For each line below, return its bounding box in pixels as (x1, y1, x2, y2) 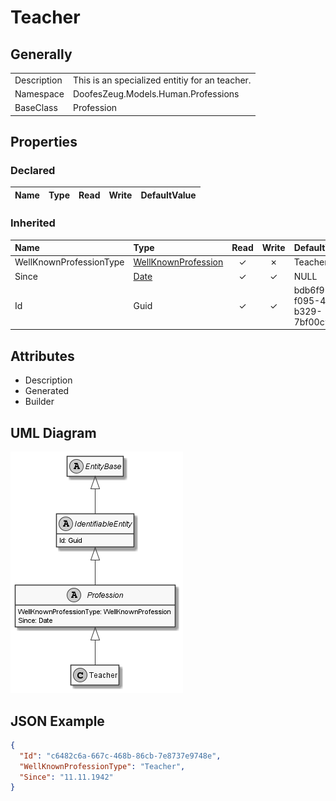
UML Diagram (10, 424, 97, 441)
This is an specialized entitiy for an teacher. (72, 74, 252, 86)
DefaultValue (140, 189, 197, 201)
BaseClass (14, 102, 58, 114)
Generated (24, 385, 70, 397)
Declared (10, 164, 56, 178)
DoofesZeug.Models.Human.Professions (72, 88, 240, 100)
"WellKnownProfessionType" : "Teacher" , (19, 761, 186, 771)
